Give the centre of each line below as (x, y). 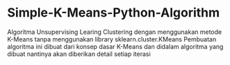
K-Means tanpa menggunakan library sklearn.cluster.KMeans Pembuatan (112, 39)
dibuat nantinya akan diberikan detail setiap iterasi (79, 54)
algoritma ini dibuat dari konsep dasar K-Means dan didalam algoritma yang (115, 46)
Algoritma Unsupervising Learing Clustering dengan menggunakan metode (115, 32)
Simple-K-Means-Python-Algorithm (114, 13)
